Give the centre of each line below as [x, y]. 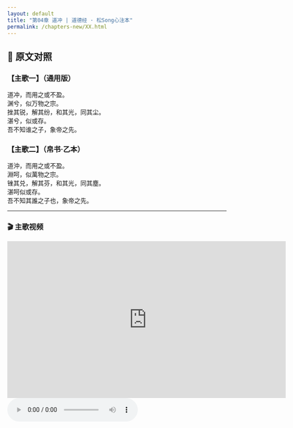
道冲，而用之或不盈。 [38, 95]
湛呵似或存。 [25, 192]
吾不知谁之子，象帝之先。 [44, 130]
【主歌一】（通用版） [41, 78]
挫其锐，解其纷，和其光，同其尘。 [56, 112]
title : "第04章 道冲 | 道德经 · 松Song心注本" [70, 20]
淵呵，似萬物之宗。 [35, 174]
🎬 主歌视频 [25, 227]
